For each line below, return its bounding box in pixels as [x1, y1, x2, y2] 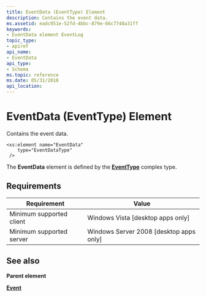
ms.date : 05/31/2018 [6, 77, 59, 83]
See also [6, 256, 40, 266]
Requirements [6, 181, 61, 191]
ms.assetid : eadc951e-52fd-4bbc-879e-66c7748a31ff [6, 20, 139, 26]
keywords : [6, 26, 32, 33]
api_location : [6, 83, 43, 90]
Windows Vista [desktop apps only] [87, 213, 190, 222]
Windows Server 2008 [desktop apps [87, 227, 196, 236]
